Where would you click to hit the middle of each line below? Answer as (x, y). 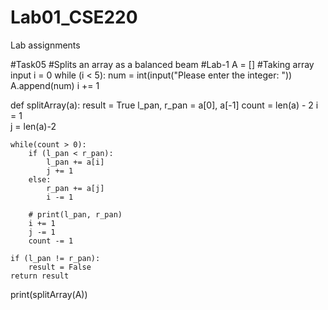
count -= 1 (51, 241)
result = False (60, 267)
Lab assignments (45, 45)
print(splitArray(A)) (49, 294)
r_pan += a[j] (75, 188)
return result (40, 276)
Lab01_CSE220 (74, 17)
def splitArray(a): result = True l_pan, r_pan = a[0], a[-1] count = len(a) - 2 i (164, 105)
